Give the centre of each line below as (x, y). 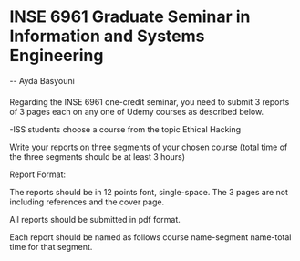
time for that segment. (51, 246)
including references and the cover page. (87, 202)
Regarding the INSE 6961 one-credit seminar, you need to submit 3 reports (150, 101)
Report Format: (38, 174)
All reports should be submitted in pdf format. (95, 219)
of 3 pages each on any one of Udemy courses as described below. (137, 111)
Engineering (57, 56)
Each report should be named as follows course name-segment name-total (150, 237)
